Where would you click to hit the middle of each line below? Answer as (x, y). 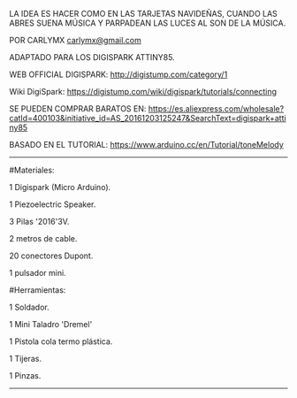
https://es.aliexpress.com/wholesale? (216, 109)
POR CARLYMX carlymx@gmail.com (75, 40)
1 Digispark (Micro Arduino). (60, 187)
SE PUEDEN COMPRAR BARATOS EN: (78, 109)
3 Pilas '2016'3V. (39, 222)
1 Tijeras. (26, 359)
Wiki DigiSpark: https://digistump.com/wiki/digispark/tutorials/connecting (143, 92)
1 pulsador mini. (38, 273)
